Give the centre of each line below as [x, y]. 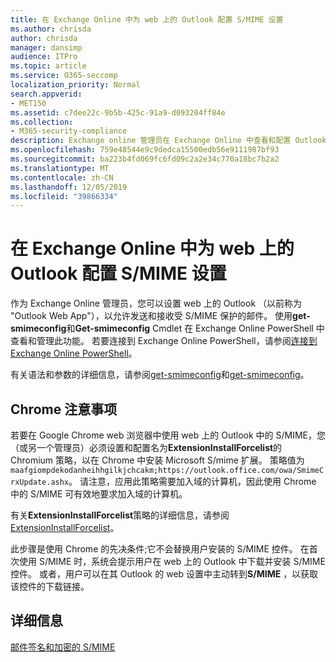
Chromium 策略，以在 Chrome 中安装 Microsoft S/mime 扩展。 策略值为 [157, 460]
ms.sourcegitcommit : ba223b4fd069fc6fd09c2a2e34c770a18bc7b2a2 [145, 159]
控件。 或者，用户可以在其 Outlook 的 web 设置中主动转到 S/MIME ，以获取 [164, 574]
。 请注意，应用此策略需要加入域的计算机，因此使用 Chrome [192, 481]
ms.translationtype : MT [60, 168]
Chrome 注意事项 [64, 409]
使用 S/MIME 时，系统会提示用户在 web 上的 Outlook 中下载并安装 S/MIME [172, 561]
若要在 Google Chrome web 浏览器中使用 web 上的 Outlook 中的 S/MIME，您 [168, 435]
